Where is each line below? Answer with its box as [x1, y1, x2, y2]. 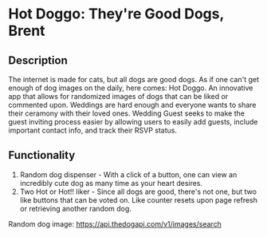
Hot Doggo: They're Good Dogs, [8, 5, 225, 23]
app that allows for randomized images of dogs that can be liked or [8, 92, 229, 101]
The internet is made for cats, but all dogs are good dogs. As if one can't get [8, 75, 260, 84]
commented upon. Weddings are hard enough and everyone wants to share [8, 101, 257, 109]
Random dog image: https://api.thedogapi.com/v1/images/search [8, 219, 222, 228]
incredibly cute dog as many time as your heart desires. [19, 178, 203, 188]
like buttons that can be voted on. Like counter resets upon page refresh [19, 195, 257, 204]
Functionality [8, 148, 76, 162]
